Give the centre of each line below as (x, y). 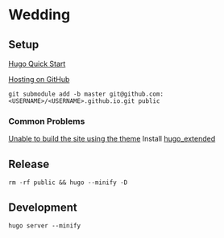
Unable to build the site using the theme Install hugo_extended (112, 139)
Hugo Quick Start (37, 64)
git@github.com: (136, 94)
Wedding (39, 15)
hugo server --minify (45, 226)
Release (29, 164)
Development (43, 207)
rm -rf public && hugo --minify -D (68, 183)
